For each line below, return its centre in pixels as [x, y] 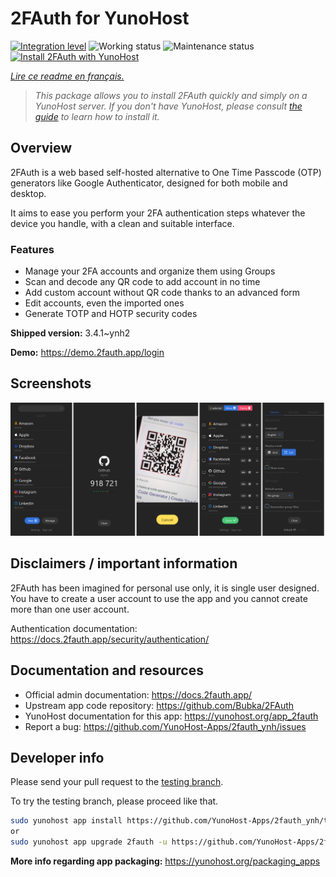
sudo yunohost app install [66, 821]
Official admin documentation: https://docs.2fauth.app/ [138, 694]
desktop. [28, 193]
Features [32, 249]
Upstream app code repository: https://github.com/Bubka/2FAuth [159, 705]
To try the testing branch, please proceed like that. [114, 801]
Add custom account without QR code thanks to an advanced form [162, 293]
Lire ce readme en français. [67, 76]
